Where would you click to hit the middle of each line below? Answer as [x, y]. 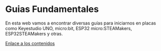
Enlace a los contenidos [30, 43]
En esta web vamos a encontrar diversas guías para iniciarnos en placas [80, 23]
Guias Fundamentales [52, 9]
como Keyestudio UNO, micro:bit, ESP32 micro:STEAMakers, [69, 28]
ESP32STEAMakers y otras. [34, 33]
